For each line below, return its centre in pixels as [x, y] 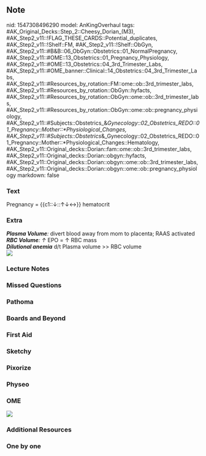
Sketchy [19, 351]
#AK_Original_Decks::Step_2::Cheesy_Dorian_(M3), [71, 31]
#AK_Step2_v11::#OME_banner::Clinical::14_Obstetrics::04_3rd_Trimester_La [102, 71]
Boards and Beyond [36, 318]
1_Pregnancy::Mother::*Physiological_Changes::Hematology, [83, 142]
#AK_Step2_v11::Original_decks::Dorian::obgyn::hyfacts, [76, 155]
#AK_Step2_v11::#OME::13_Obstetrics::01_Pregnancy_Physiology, [88, 57]
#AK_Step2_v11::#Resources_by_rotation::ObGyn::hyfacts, [79, 90]
